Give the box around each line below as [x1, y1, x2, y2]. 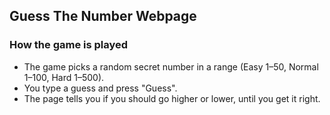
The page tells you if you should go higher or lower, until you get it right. [23, 92, 321, 104]
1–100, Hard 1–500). [23, 71, 105, 83]
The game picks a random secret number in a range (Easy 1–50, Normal [23, 60, 319, 73]
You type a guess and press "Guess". [23, 82, 178, 94]
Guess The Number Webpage [9, 8, 197, 25]
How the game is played [9, 38, 129, 52]
